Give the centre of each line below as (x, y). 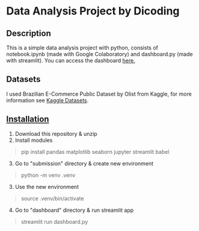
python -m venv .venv (48, 175)
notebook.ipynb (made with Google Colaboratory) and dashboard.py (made (100, 54)
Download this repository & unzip (56, 134)
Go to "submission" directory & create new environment (84, 163)
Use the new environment (47, 186)
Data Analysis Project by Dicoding (93, 11)
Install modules (34, 140)
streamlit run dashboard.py (54, 221)
